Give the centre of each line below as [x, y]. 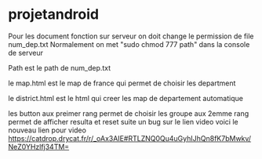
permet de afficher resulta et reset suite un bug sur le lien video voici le [123, 121]
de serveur [26, 52]
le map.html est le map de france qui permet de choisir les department [122, 83]
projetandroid [54, 14]
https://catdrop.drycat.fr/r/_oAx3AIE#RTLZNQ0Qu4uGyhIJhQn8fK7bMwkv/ [130, 138]
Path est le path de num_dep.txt [60, 67]
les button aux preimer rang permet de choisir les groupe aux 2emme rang [129, 113]
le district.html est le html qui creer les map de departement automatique [126, 98]
